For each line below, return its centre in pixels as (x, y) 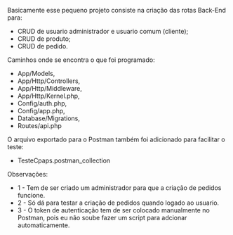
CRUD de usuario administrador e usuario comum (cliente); (103, 31)
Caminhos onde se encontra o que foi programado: (81, 60)
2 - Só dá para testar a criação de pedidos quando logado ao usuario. (118, 203)
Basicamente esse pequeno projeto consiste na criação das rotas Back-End (116, 10)
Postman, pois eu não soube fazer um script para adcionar (102, 218)
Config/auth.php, (42, 103)
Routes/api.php (39, 126)
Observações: (27, 174)
